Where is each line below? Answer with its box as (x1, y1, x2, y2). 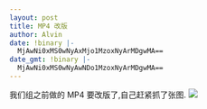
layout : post (9, 13, 59, 23)
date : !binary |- (9, 38, 75, 48)
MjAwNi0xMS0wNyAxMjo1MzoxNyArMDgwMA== (17, 47, 165, 56)
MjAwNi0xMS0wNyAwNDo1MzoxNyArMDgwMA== (17, 64, 165, 73)
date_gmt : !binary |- (9, 55, 91, 64)
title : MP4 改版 (9, 22, 68, 31)
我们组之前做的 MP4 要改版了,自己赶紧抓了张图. (9, 89, 187, 100)
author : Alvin (9, 30, 63, 39)
